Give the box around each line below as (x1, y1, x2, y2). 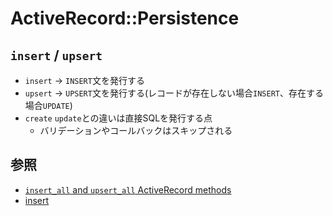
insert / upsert (10, 47, 103, 64)
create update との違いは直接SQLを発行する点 (24, 112, 213, 124)
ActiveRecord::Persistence (10, 7, 240, 30)
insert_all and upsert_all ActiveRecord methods (24, 183, 232, 196)
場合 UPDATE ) (24, 100, 73, 111)
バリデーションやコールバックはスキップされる (39, 125, 233, 136)
